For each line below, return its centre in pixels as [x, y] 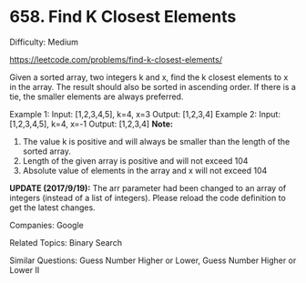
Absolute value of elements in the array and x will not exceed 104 [145, 170]
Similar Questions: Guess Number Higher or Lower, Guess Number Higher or [153, 260]
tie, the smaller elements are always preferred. [97, 96]
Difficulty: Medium [44, 42]
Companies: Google [47, 225]
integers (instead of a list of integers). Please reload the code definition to [148, 197]
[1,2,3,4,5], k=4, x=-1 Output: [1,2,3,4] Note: [91, 124]
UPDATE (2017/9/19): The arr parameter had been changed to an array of [148, 187]
